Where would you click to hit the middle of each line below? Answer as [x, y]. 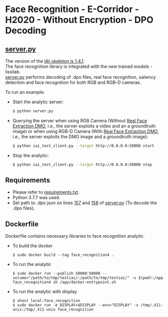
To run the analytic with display [45, 291]
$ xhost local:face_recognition [46, 301]
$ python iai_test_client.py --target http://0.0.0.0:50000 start [83, 146]
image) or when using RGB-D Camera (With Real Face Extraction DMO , [86, 131]
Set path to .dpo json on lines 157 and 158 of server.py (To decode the [85, 203]
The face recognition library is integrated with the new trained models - [79, 66]
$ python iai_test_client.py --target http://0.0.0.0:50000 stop [82, 165]
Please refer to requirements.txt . [46, 192]
